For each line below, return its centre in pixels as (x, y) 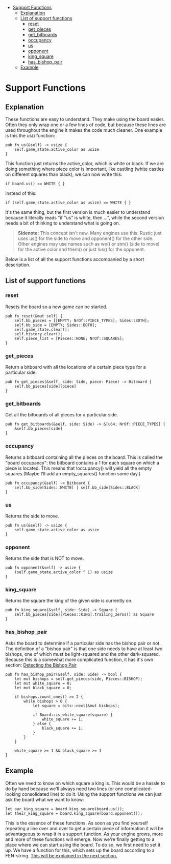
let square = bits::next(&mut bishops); (76, 706)
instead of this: (21, 193)
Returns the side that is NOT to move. (45, 558)
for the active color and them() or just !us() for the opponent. (81, 249)
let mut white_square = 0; (43, 683)
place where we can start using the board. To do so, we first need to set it (83, 845)
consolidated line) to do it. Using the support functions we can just (92, 794)
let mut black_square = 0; (43, 688)
